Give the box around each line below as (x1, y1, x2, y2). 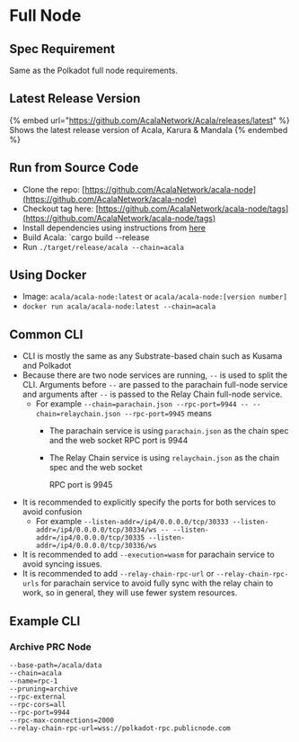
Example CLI (9, 613, 81, 629)
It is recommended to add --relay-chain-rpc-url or (22, 568, 215, 579)
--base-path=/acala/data (9, 660, 102, 670)
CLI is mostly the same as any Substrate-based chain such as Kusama (22, 351, 283, 362)
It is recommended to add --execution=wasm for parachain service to (22, 550, 276, 560)
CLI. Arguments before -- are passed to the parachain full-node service (22, 380, 288, 390)
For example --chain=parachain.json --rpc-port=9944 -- (35, 398, 250, 409)
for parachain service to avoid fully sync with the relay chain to (40, 577, 274, 589)
